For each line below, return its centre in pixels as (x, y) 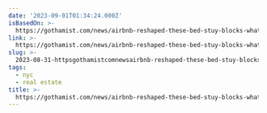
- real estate (39, 82)
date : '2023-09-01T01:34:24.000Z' (66, 16)
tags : (17, 68)
